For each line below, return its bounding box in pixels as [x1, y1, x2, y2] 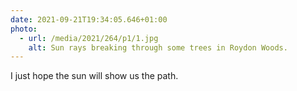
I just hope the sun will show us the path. [10, 70, 179, 82]
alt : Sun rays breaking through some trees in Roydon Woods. [28, 42, 288, 53]
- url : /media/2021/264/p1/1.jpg [19, 33, 159, 43]
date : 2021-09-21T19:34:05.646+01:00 [10, 14, 168, 25]
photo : [10, 24, 38, 34]
